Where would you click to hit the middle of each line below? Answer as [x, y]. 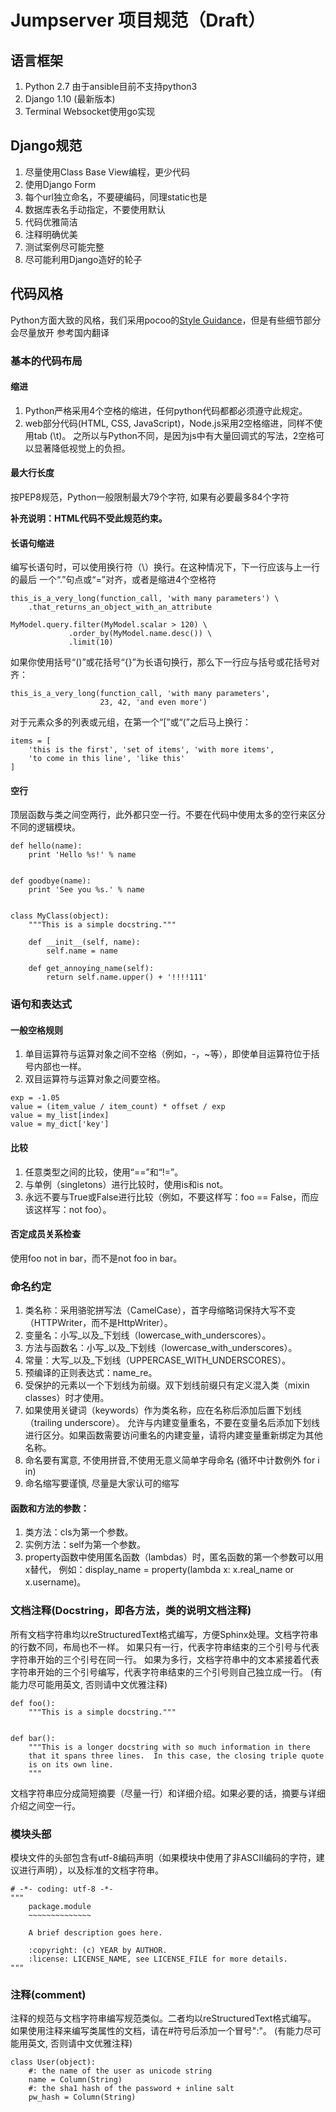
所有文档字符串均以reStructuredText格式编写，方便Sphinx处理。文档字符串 [164, 1634]
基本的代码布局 [46, 361]
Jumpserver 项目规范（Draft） [138, 20]
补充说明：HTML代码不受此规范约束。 [89, 518]
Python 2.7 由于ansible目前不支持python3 [111, 86]
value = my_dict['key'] [60, 1124]
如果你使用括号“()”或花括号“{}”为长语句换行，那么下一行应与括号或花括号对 [165, 662]
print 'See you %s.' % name [86, 890]
